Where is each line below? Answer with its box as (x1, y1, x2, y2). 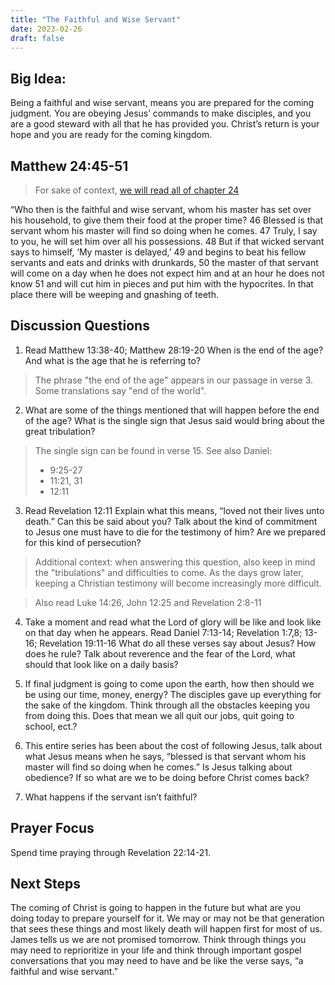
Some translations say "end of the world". (34, 384, 207, 396)
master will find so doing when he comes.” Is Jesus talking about (24, 761, 293, 773)
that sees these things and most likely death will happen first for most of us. (10, 923, 323, 935)
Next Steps (10, 876, 81, 893)
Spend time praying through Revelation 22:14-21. (10, 846, 212, 858)
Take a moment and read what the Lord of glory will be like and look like (24, 616, 322, 628)
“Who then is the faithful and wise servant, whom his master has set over (10, 204, 312, 215)
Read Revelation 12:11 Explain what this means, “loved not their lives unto (24, 504, 325, 516)
